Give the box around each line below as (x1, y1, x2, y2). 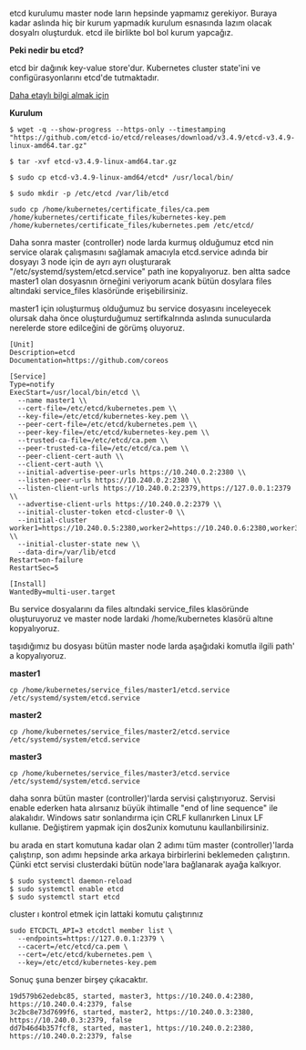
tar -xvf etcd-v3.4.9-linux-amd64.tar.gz (17, 157, 178, 166)
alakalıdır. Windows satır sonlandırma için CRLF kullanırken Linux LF (9, 812, 264, 823)
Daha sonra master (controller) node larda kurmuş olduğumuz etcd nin (9, 237, 274, 247)
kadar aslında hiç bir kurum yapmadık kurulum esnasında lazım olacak (9, 17, 272, 28)
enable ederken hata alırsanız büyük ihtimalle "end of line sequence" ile (9, 803, 278, 813)
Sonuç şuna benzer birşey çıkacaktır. (9, 974, 148, 984)
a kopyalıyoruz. (9, 650, 66, 660)
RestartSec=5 (9, 564, 59, 573)
